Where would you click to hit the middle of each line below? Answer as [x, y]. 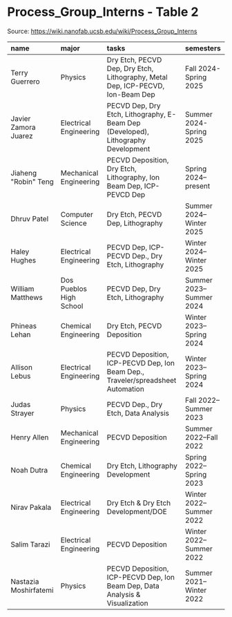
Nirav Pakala [31, 507]
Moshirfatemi [32, 590]
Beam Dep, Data [133, 586]
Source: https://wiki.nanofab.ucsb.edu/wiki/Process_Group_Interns [102, 31]
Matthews [27, 297]
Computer [77, 214]
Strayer [22, 413]
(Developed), [128, 131]
